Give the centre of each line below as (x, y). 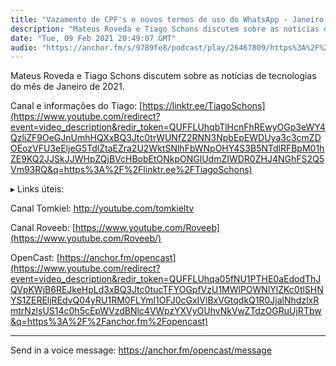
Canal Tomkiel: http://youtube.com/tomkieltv (102, 208)
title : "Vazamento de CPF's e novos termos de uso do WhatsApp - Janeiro (167, 19)
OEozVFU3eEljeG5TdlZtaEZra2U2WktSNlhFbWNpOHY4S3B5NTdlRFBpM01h (167, 148)
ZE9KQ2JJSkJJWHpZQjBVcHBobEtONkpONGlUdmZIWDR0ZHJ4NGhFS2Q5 (167, 159)
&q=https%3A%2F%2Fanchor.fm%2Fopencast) (109, 322)
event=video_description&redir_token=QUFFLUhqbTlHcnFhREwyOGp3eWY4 (168, 127)
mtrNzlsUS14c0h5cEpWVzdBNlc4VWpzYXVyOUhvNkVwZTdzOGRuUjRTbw (166, 311)
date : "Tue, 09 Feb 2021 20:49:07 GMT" (93, 38)
